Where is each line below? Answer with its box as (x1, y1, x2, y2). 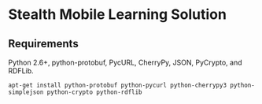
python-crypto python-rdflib (46, 88, 143, 96)
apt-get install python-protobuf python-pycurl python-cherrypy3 (8, 81, 227, 89)
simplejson (8, 88, 44, 96)
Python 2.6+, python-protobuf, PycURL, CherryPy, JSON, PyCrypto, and (8, 58, 242, 67)
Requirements (8, 37, 79, 50)
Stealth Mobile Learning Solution (8, 6, 227, 24)
